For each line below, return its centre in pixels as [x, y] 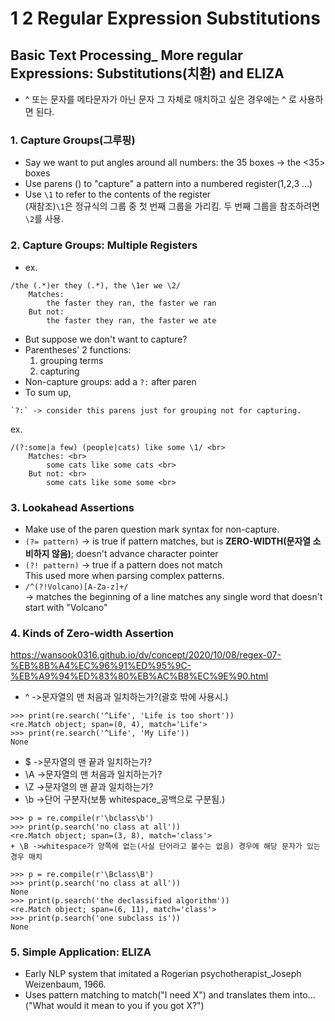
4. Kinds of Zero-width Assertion [92, 633]
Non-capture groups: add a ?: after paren [110, 381]
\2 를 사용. [44, 219]
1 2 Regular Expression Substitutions [165, 18]
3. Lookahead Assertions [72, 507]
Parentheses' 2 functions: [78, 349]
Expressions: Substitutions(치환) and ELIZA [147, 73]
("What [39, 1006]
